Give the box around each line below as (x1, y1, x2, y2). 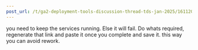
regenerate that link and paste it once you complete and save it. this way (6, 31, 183, 38)
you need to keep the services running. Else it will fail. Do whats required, (6, 25, 184, 32)
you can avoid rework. (6, 37, 60, 44)
